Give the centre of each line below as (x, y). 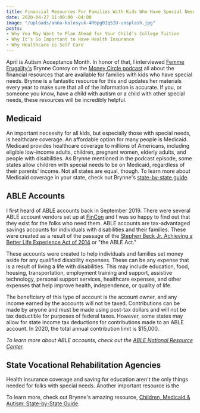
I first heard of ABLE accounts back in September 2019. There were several (98, 210)
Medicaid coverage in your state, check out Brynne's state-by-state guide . (98, 177)
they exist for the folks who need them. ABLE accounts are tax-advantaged (98, 223)
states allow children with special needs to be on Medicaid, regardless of (96, 164)
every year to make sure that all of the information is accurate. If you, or (94, 87)
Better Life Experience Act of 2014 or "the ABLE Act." (71, 242)
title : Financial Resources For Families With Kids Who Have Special (94, 12)
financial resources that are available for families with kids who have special (99, 74)
